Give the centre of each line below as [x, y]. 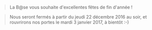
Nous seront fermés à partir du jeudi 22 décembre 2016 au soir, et [78, 17]
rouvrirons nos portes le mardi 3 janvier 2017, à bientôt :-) [69, 22]
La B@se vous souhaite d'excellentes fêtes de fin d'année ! [71, 7]
